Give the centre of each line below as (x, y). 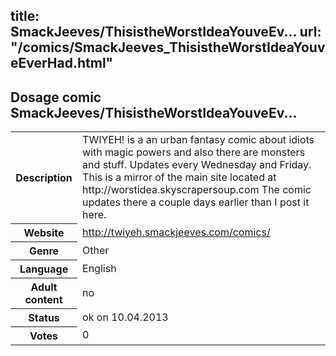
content (43, 299)
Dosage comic (56, 97)
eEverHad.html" (62, 63)
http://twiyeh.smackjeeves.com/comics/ (176, 232)
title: (25, 16)
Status (44, 317)
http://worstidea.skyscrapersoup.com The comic (197, 190)
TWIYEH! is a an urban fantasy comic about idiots (198, 140)
